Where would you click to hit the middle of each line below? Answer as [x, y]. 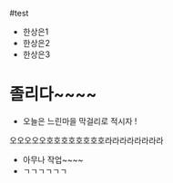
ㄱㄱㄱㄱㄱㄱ [45, 170]
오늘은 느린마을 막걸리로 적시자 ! [80, 120]
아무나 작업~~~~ [53, 159]
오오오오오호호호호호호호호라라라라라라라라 [86, 140]
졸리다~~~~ [53, 95]
